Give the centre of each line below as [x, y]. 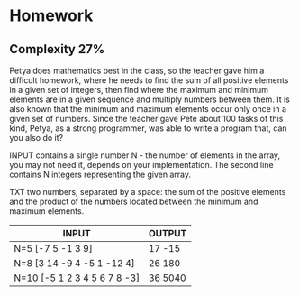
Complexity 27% [57, 49]
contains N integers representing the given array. [100, 174]
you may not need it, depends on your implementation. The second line [141, 165]
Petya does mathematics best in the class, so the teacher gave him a [137, 70]
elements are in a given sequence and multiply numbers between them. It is [149, 99]
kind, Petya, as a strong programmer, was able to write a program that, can [148, 128]
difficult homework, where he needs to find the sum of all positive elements [149, 80]
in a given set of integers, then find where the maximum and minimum [139, 90]
